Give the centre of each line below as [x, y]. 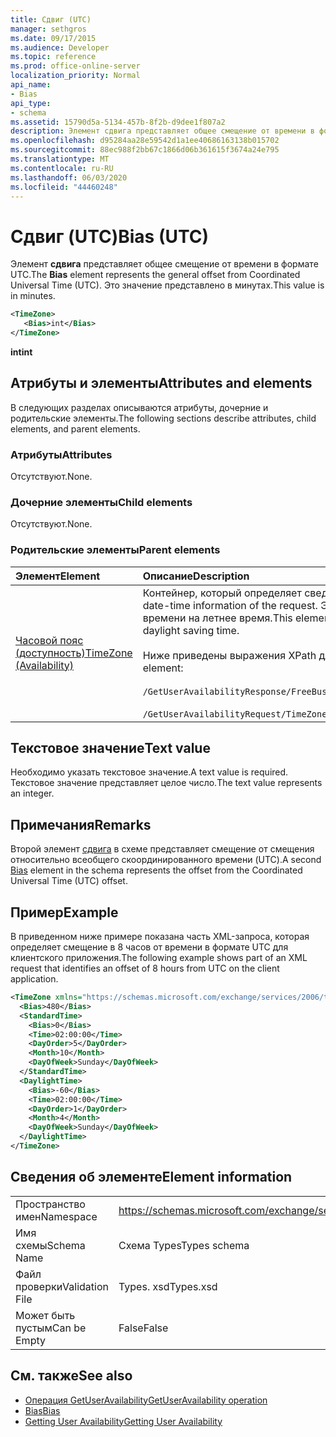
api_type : [31, 103]
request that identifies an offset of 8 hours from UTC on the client [145, 968]
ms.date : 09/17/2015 [53, 38]
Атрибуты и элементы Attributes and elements [161, 383]
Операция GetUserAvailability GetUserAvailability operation [146, 1400]
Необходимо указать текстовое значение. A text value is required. [149, 772]
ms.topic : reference [53, 57]
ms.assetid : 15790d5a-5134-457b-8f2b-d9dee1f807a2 [118, 122]
